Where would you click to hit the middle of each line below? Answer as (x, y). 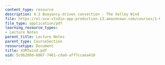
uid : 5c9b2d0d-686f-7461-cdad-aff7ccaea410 (50, 55)
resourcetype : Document (29, 46)
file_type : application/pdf (34, 23)
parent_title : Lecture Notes (35, 37)
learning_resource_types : (31, 28)
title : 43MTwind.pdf (26, 50)
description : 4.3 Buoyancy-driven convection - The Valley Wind (72, 14)
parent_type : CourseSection (34, 42)
